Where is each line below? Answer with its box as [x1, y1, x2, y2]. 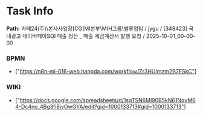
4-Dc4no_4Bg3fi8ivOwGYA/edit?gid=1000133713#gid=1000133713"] [14, 103, 186, 110]
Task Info [6, 4, 54, 18]
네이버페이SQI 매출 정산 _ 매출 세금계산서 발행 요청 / [22, 32, 145, 40]
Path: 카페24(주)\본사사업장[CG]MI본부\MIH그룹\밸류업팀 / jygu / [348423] [6, 25, 187, 32]
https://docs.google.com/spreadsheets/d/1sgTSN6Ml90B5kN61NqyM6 [19, 96, 196, 103]
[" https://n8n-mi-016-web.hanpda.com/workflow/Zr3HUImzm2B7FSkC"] [14, 68, 197, 75]
